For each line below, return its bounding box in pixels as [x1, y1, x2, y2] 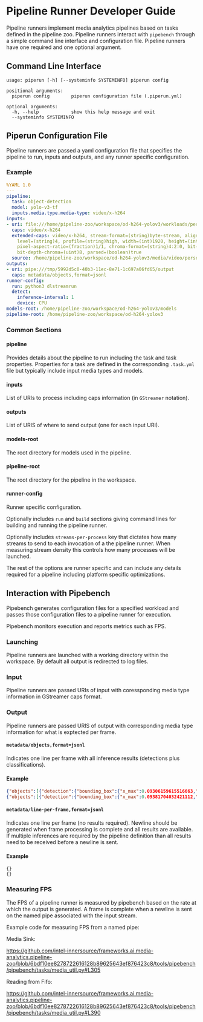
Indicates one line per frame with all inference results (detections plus [6, 755, 180, 762]
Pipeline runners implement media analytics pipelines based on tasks [6, 24, 178, 31]
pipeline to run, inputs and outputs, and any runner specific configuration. [6, 153, 190, 160]
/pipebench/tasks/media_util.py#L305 [6, 966, 101, 974]
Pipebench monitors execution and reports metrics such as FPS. [6, 622, 166, 630]
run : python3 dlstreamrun [11, 283, 77, 289]
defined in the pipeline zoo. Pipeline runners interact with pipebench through [6, 30, 195, 38]
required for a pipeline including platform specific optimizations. [6, 571, 166, 578]
